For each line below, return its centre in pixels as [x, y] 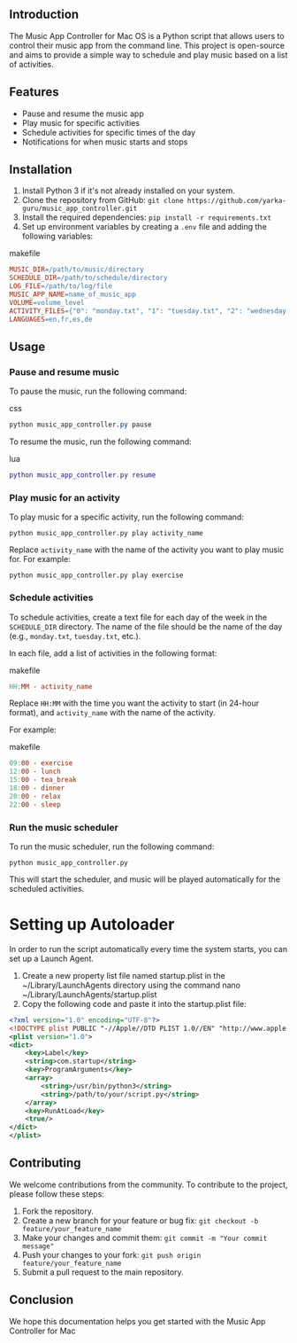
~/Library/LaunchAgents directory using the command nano [131, 985]
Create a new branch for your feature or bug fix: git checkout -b [140, 1220]
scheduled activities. [47, 889]
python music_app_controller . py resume [83, 475]
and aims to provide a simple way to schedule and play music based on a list [148, 55]
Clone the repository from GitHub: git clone [103, 200]
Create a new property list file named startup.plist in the [123, 975]
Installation [41, 170]
